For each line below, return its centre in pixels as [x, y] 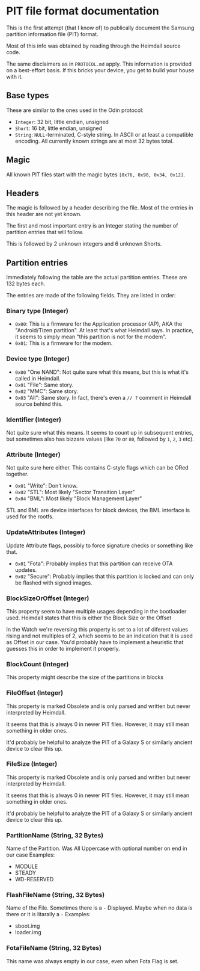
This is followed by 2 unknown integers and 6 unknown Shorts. [84, 244]
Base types [28, 95]
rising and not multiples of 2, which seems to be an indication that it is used [100, 636]
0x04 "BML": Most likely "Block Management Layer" [78, 498]
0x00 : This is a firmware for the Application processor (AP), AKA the [98, 324]
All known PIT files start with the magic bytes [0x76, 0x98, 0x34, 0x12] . [95, 174]
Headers [23, 193]
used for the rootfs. [30, 517]
